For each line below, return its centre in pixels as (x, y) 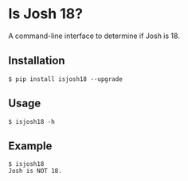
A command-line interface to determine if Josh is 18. (94, 36)
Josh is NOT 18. (35, 171)
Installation (37, 61)
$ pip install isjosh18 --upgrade (66, 79)
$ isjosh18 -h (32, 121)
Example (30, 146)
